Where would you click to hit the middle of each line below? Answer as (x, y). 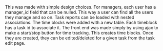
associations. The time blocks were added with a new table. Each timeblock (81, 22)
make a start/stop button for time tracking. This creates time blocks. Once (79, 33)
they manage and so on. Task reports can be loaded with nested (70, 17)
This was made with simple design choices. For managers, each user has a (81, 7)
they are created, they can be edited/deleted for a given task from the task (80, 38)
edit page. (15, 43)
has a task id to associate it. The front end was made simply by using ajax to (82, 28)
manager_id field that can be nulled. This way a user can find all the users (79, 12)
